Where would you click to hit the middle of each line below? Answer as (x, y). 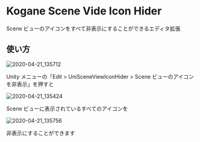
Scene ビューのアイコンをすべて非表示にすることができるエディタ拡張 (93, 28)
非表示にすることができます (41, 133)
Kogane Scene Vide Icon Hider (84, 11)
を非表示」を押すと (30, 84)
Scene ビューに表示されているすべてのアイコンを (67, 108)
